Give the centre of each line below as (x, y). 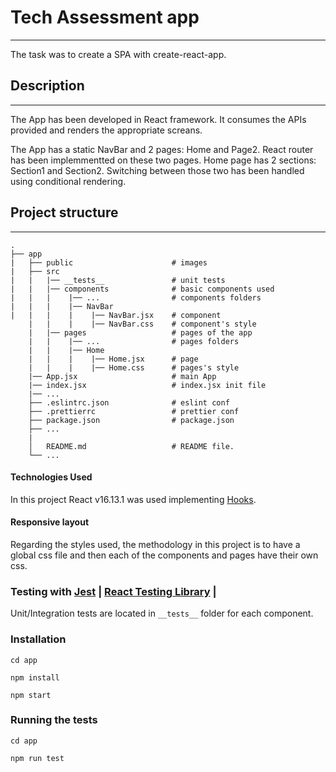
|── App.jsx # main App (122, 376)
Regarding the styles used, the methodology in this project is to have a (155, 544)
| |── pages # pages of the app (140, 332)
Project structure (64, 212)
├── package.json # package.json (131, 420)
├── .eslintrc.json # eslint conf (129, 402)
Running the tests (54, 720)
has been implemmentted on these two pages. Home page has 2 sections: (163, 160)
